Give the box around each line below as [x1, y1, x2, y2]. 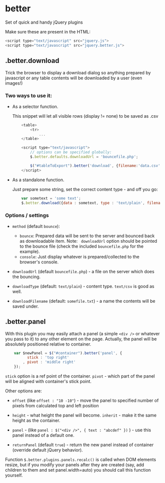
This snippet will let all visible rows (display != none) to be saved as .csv [12, 113, 159, 119]
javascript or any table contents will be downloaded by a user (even [5, 75, 142, 81]
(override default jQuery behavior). [12, 447, 83, 453]
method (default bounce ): [12, 223, 60, 229]
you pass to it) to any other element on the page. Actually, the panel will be [5, 336, 157, 342]
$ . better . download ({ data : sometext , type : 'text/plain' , [21, 200, 145, 205]
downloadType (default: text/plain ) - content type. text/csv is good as [12, 283, 155, 289]
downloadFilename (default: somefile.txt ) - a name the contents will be [12, 298, 156, 304]
